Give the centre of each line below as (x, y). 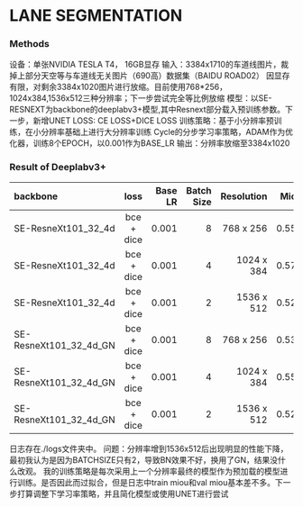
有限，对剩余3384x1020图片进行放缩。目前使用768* (107, 87)
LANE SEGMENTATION (96, 16)
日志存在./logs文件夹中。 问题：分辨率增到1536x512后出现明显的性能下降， (149, 448)
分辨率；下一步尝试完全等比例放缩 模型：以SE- (185, 98)
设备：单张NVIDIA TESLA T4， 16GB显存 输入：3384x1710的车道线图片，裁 (149, 65)
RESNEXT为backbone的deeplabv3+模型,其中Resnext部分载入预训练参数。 (147, 110)
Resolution (244, 196)
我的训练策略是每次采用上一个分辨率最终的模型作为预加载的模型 (161, 471)
